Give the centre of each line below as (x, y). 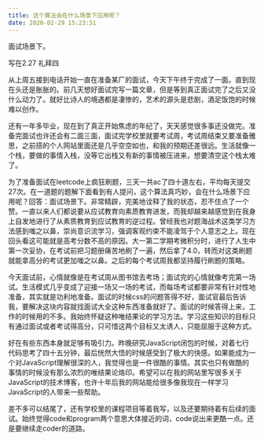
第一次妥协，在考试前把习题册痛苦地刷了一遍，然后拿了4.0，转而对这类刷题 (130, 250)
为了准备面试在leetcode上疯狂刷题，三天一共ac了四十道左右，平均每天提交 (130, 181)
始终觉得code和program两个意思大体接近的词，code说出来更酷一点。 (134, 418)
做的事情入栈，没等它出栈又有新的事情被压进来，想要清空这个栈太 (142, 155)
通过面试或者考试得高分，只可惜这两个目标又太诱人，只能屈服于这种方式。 (135, 326)
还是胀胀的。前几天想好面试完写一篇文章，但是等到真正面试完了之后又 (135, 89)
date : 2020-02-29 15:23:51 (52, 23)
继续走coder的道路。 (55, 428)
